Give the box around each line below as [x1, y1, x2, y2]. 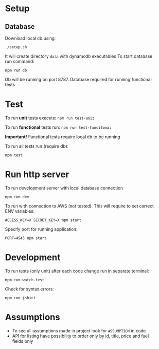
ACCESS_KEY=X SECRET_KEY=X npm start [5, 218, 82, 223]
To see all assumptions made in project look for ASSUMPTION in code [12, 328, 146, 333]
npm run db [5, 68, 27, 73]
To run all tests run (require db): [5, 143, 69, 149]
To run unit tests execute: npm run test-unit [5, 115, 95, 121]
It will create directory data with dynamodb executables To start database [5, 53, 153, 59]
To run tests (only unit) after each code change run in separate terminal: [5, 268, 149, 274]
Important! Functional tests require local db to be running [5, 134, 121, 140]
